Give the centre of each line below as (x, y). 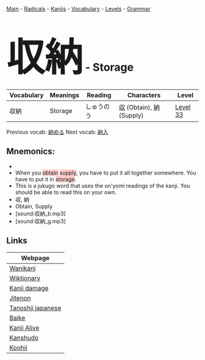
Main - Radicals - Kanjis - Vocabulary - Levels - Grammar (78, 9)
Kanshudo (24, 337)
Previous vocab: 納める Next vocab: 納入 (57, 132)
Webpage (35, 257)
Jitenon (20, 298)
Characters (144, 95)
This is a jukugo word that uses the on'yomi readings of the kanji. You (103, 185)
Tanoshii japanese (35, 308)
